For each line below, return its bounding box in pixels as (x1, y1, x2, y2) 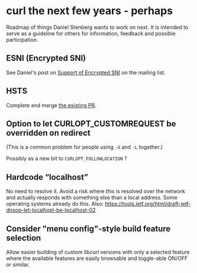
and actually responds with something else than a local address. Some (6, 194, 178, 201)
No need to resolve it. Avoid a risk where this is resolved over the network (6, 188, 186, 195)
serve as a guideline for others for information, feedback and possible (6, 29, 176, 37)
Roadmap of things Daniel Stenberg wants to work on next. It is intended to (6, 24, 189, 31)
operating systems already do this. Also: (6, 200, 104, 208)
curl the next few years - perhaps (6, 4, 173, 18)
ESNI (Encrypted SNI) (6, 53, 87, 63)
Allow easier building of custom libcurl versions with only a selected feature (6, 249, 190, 255)
